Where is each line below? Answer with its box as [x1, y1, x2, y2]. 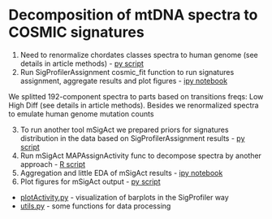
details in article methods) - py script [19, 59, 145, 68]
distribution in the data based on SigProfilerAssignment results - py [19, 133, 245, 143]
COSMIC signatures [8, 23, 145, 42]
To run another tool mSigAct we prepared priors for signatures [19, 125, 229, 134]
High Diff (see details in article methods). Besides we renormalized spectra [8, 100, 259, 110]
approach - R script [19, 159, 86, 169]
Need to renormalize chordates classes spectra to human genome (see [19, 50, 258, 59]
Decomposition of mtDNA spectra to [8, 6, 258, 24]
